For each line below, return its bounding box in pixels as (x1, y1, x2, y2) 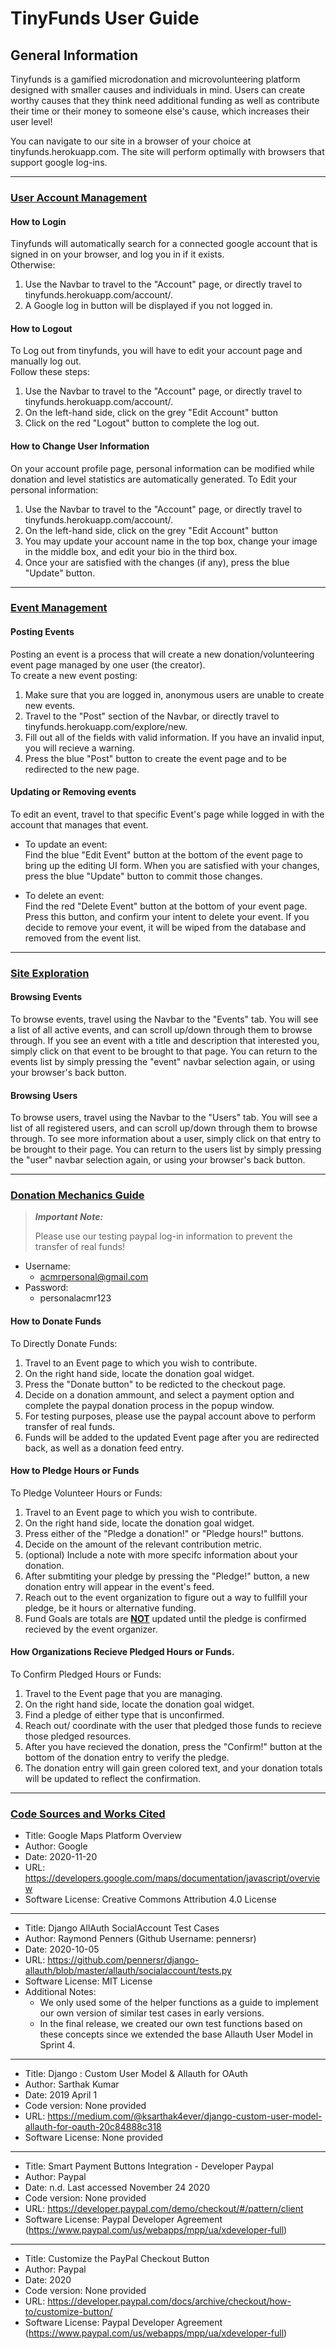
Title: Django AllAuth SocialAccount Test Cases (24, 1922, 220, 1934)
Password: (24, 1282, 69, 1294)
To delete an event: (24, 889, 105, 901)
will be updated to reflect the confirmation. (24, 1773, 202, 1785)
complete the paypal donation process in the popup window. (24, 1399, 275, 1411)
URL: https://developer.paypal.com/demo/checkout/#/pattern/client (24, 2203, 304, 2215)
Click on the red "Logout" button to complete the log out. (24, 417, 260, 429)
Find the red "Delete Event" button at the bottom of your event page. (24, 900, 308, 912)
